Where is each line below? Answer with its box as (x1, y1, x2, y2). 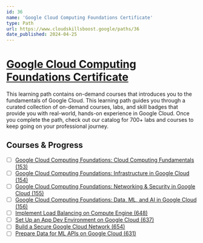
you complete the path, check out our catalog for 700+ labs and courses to (6, 116, 194, 124)
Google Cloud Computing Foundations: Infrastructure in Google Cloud (15, 169, 190, 176)
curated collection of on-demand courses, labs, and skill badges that (6, 104, 179, 111)
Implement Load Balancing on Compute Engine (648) (15, 210, 148, 217)
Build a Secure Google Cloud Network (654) (15, 223, 125, 230)
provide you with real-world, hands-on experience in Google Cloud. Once (6, 110, 190, 117)
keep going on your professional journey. (6, 122, 109, 130)
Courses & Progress (6, 140, 83, 150)
